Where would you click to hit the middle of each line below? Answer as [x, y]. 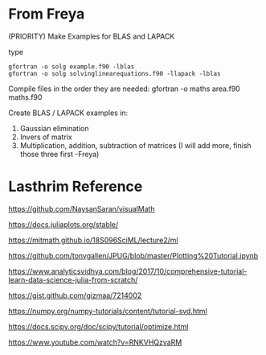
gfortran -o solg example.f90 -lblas [72, 66]
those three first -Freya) [59, 154]
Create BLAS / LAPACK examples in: [68, 113]
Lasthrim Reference [76, 187]
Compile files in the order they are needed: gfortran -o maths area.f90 [125, 89]
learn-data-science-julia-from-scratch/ [73, 279]
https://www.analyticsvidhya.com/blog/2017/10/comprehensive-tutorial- [128, 271]
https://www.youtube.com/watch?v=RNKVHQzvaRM [95, 342]
